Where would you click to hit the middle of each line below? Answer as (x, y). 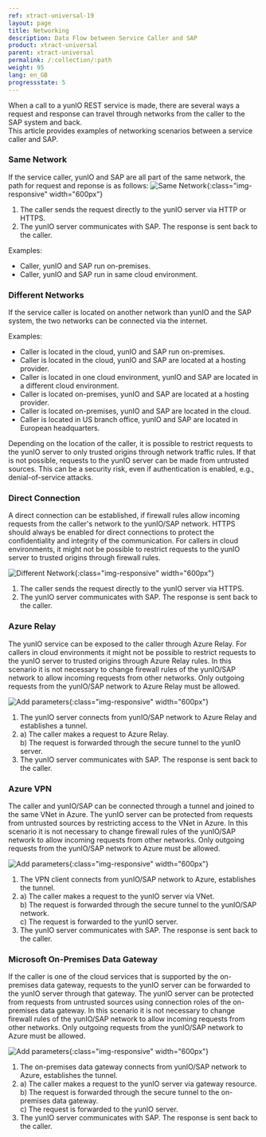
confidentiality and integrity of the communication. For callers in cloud (123, 541)
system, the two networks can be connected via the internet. (108, 321)
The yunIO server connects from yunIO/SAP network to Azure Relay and (138, 717)
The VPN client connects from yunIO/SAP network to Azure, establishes (138, 879)
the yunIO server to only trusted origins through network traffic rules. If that (132, 452)
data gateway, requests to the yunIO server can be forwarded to (145, 985)
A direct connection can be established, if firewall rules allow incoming (124, 515)
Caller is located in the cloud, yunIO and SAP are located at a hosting (133, 361)
